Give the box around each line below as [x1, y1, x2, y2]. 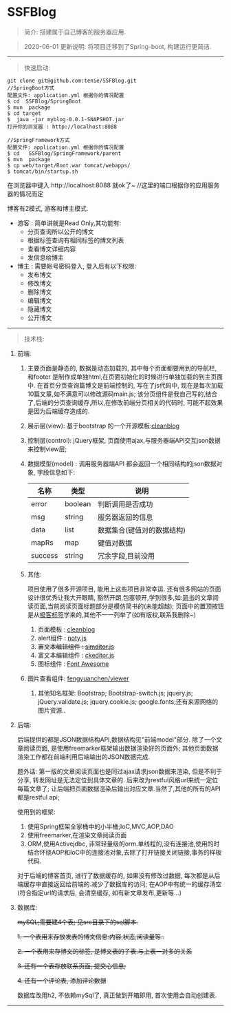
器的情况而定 [7, 189, 43, 198]
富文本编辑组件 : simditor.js [37, 642, 115, 651]
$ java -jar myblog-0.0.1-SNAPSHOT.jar [7, 116, 125, 123]
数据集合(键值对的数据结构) [97, 525, 186, 534]
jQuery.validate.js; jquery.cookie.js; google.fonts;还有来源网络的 [37, 697, 219, 706]
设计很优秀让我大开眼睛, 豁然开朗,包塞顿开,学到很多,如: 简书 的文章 [27, 593, 213, 601]
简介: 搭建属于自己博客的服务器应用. [23, 28, 126, 36]
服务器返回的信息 [97, 512, 153, 522]
